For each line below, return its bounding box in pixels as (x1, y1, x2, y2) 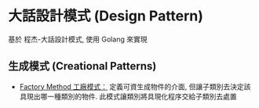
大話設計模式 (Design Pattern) (8, 7, 204, 25)
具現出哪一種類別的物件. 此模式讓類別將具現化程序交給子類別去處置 (19, 92, 237, 101)
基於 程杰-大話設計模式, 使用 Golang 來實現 (8, 34, 148, 44)
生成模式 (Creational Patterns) (8, 59, 157, 73)
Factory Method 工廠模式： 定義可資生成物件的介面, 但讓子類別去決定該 (19, 81, 251, 91)
